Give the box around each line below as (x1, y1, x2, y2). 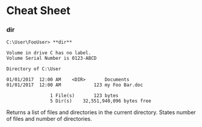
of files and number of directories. (6, 115, 93, 123)
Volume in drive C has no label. (6, 50, 92, 56)
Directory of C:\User (6, 66, 62, 72)
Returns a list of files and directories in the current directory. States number (6, 109, 197, 116)
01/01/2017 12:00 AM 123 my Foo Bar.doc (6, 82, 143, 89)
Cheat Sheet (6, 4, 71, 18)
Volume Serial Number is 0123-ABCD (6, 56, 97, 62)
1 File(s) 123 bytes (49, 93, 119, 99)
